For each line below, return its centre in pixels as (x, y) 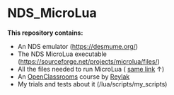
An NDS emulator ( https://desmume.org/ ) (78, 46)
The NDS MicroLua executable (62, 54)
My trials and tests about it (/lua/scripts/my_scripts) (92, 84)
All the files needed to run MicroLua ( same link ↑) (91, 69)
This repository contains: (45, 33)
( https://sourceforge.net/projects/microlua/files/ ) (89, 61)
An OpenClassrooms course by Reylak (74, 77)
